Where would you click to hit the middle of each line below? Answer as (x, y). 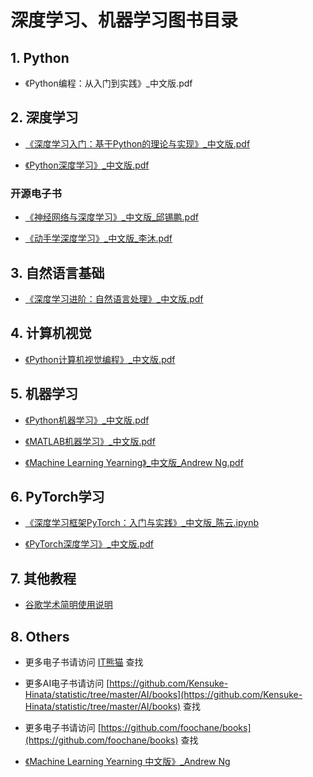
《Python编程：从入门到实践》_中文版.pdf (108, 83)
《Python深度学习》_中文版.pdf (87, 165)
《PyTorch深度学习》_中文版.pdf (89, 544)
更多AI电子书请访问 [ (67, 683)
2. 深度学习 (44, 117)
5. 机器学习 (44, 394)
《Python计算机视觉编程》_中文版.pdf (100, 359)
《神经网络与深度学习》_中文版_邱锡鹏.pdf (111, 217)
